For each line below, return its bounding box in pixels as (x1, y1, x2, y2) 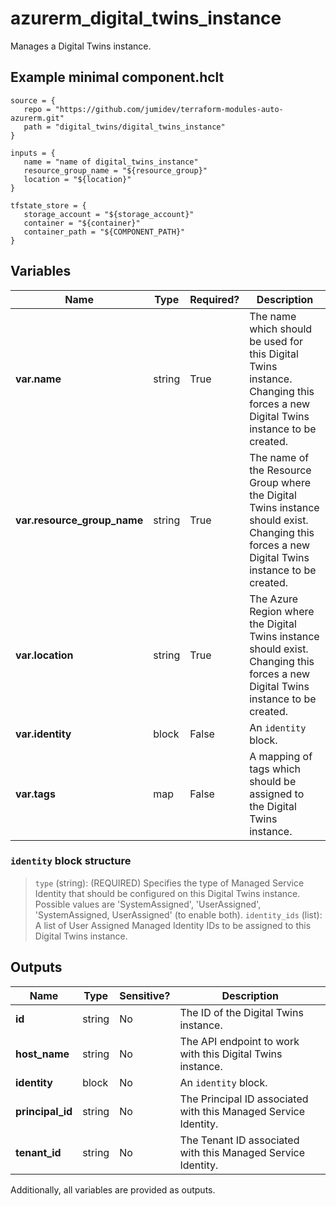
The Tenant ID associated (179, 1133, 300, 1147)
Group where (249, 475, 311, 489)
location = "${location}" (23, 174, 132, 184)
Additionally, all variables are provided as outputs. (10, 1183, 216, 1196)
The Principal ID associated (179, 1092, 309, 1106)
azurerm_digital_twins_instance (10, 7, 282, 30)
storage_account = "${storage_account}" (23, 209, 195, 219)
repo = (23, 104, 52, 114)
